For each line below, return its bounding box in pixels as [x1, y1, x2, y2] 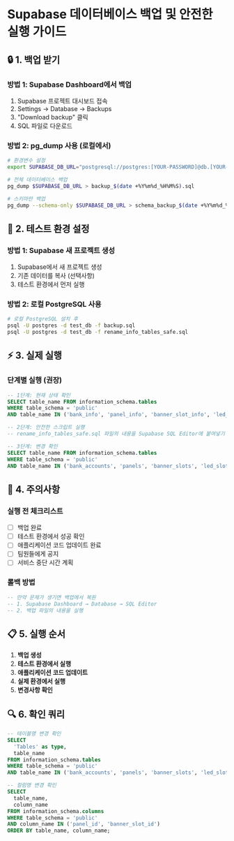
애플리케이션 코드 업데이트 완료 [17, 541, 102, 549]
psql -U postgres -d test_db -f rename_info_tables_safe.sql [7, 329, 189, 336]
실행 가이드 [7, 24, 67, 40]
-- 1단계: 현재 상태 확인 [7, 392, 71, 399]
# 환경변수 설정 [7, 157, 46, 164]
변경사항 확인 [17, 686, 54, 694]
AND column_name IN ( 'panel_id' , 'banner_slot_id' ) [7, 821, 160, 828]
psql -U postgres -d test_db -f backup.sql [7, 322, 136, 329]
